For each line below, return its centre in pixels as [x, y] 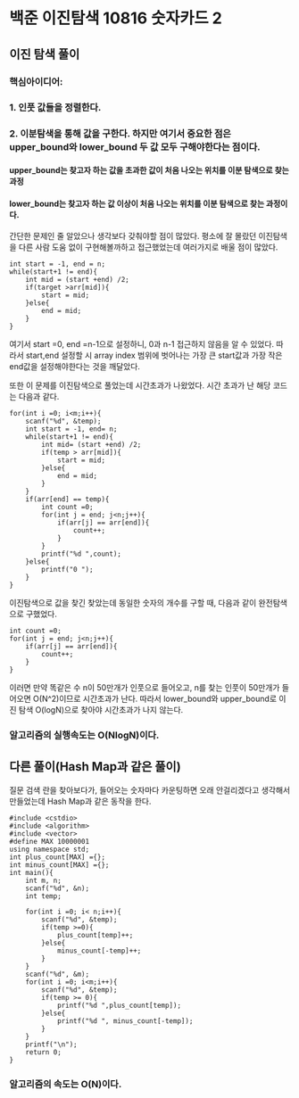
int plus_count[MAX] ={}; [57, 857]
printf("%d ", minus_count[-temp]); [125, 1021]
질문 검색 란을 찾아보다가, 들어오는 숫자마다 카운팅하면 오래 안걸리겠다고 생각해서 [150, 789]
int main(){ [31, 872]
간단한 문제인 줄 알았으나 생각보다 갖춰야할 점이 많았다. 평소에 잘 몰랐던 [133, 236]
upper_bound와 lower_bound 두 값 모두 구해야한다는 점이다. [135, 147]
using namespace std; [50, 849]
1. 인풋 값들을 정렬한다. [55, 108]
